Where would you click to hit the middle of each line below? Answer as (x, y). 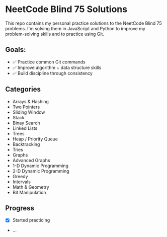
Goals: (16, 50)
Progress (20, 208)
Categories (23, 89)
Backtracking (26, 144)
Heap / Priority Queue (35, 139)
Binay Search (26, 123)
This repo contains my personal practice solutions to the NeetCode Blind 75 (83, 23)
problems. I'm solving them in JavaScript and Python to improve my (75, 28)
